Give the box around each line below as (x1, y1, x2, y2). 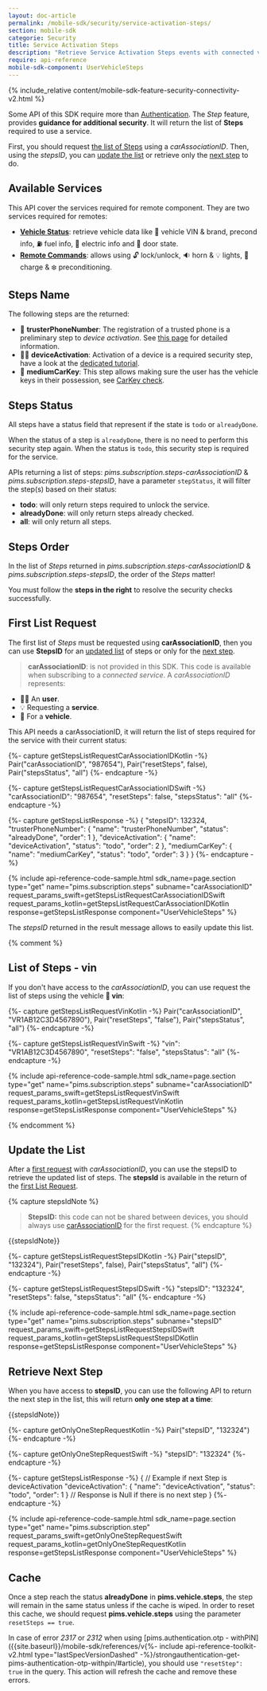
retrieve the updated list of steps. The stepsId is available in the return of (8, 1173, 248, 1183)
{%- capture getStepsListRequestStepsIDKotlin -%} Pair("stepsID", (8, 1252, 227, 1261)
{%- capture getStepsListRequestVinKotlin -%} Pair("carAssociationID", (8, 1006, 242, 1016)
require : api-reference (8, 57, 87, 65)
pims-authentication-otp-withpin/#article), (8, 1658, 147, 1668)
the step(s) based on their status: (8, 485, 118, 494)
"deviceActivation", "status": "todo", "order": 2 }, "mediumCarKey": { (8, 841, 233, 850)
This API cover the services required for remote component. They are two (8, 202, 250, 212)
